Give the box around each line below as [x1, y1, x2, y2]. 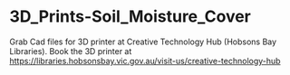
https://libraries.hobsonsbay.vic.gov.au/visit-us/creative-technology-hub [9, 55, 281, 66]
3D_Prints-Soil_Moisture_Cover [9, 6, 252, 27]
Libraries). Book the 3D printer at [9, 45, 132, 56]
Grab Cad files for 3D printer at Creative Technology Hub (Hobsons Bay [9, 36, 277, 47]
